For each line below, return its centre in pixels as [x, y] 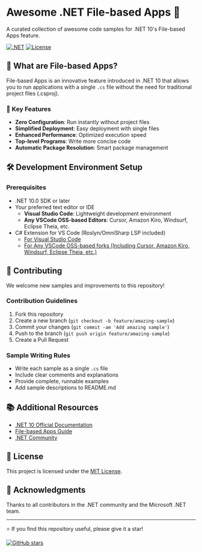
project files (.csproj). [33, 93]
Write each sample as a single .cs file [61, 369]
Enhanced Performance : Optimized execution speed [81, 135]
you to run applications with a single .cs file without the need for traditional [99, 87]
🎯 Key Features [29, 109]
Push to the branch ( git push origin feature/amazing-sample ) [92, 333]
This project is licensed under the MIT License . [64, 471]
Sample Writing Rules [38, 355]
